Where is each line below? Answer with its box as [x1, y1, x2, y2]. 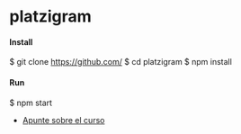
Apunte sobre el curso [22, 114, 105, 125]
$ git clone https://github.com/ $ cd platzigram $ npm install [9, 57, 232, 67]
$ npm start [9, 97, 52, 108]
